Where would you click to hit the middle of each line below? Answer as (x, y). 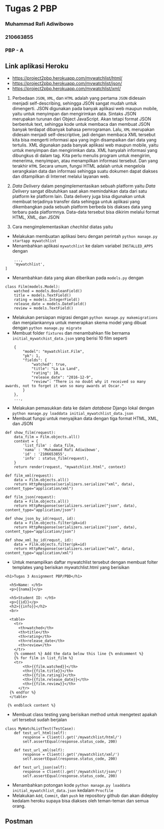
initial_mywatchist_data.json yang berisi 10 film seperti (70, 338)
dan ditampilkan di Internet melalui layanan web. (61, 176)
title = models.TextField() (42, 295)
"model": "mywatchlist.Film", (54, 351)
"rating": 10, (46, 373)
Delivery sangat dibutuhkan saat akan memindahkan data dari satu (80, 191)
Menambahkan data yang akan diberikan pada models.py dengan (78, 278)
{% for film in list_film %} (44, 658)
